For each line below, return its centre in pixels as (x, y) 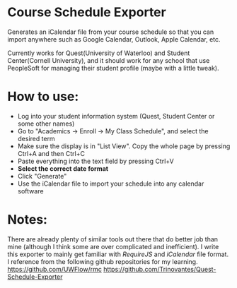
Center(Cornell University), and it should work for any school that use (109, 60)
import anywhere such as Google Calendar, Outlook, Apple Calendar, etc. (114, 39)
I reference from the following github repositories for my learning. (103, 261)
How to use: (43, 97)
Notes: (28, 220)
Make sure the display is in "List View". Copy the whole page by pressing (124, 146)
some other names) (46, 124)
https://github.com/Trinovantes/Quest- (160, 269)
